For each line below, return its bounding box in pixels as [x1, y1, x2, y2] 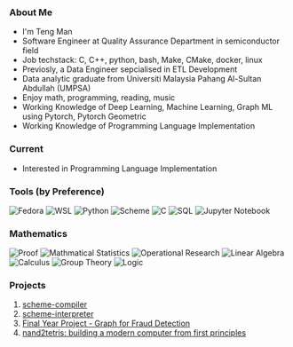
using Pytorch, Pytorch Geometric [21, 111, 146, 122]
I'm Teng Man [21, 27, 73, 37]
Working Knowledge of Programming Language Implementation [21, 121, 256, 131]
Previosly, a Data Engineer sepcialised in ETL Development [21, 64, 238, 75]
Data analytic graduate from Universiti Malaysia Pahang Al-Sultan [21, 74, 262, 84]
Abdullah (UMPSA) [21, 83, 91, 94]
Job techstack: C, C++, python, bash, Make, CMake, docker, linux [21, 55, 264, 66]
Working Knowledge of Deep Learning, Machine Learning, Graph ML [21, 102, 273, 113]
